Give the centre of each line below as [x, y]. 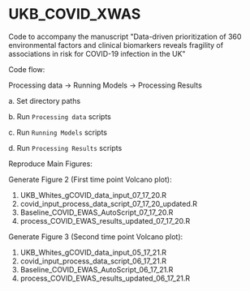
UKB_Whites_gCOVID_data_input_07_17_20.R [93, 195]
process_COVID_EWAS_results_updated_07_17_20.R [105, 220]
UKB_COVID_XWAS [75, 14]
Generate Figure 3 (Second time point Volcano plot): [96, 237]
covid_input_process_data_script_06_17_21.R [93, 261]
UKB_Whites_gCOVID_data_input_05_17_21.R [93, 252]
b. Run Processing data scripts [60, 116]
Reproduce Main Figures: [51, 164]
